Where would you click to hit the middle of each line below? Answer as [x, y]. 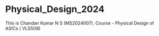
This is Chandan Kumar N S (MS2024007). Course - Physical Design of [80, 23]
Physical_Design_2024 [55, 9]
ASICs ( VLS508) [23, 28]
